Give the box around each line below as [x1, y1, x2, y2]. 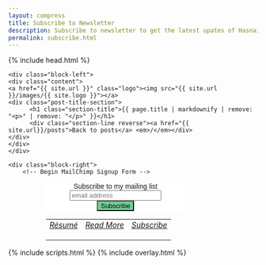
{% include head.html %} [8, 56, 90, 65]
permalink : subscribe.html [8, 33, 97, 42]
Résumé [49, 220, 78, 231]
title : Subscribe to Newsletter [8, 19, 115, 27]
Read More [85, 220, 124, 231]
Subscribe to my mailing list [73, 182, 158, 191]
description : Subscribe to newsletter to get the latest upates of [8, 26, 236, 34]
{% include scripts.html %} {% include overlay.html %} [8, 248, 187, 258]
